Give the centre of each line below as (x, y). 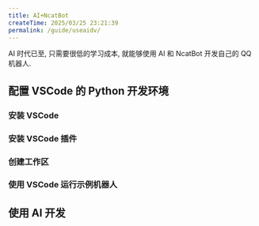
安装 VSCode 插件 (43, 138)
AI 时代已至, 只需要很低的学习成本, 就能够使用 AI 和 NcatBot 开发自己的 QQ (130, 54)
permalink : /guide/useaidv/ (55, 30)
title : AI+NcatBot (38, 15)
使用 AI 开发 (37, 213)
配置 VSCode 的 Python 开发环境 (88, 90)
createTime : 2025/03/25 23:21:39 (63, 23)
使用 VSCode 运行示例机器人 (63, 185)
